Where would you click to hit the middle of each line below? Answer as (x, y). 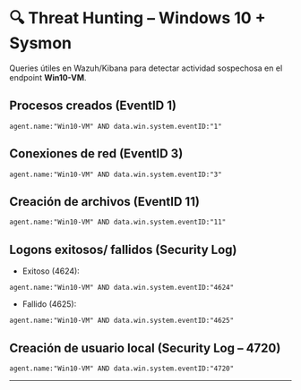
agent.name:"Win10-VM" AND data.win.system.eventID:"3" (116, 174)
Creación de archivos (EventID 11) (104, 202)
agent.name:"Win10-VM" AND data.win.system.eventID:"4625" (122, 321)
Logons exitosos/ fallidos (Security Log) (123, 249)
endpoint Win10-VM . (48, 77)
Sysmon (41, 43)
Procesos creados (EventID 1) (93, 106)
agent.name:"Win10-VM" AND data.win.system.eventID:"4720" (122, 369)
